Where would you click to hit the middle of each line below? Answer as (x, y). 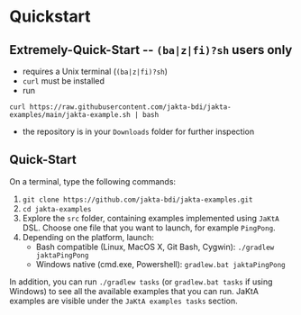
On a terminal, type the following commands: (93, 181)
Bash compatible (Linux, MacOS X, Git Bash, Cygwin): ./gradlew (155, 247)
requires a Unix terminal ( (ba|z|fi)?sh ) (95, 71)
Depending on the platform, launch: (88, 237)
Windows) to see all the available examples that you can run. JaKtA (134, 291)
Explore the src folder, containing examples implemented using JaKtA (150, 218)
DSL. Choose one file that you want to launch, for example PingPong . (149, 228)
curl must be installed (64, 81)
